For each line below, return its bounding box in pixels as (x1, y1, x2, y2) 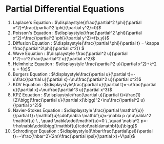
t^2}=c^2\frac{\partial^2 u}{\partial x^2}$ (12, 55, 95, 61)
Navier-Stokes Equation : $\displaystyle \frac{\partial (12, 107, 119, 113)
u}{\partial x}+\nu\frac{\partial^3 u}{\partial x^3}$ (12, 87, 113, 92)
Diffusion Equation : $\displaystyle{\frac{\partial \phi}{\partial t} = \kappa (12, 40, 160, 46)
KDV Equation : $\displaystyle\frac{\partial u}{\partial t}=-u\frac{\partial (12, 81, 157, 87)
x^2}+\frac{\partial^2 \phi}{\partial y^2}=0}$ (12, 24, 102, 30)
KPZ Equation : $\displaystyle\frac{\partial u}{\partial (12, 91, 119, 98)
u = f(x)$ (12, 66, 31, 72)
